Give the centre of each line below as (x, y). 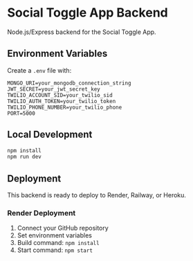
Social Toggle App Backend (88, 13)
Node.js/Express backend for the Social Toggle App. (82, 32)
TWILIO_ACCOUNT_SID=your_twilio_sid (60, 95)
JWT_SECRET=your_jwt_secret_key (54, 89)
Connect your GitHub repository (63, 228)
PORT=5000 (21, 113)
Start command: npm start (55, 250)
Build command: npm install (58, 243)
